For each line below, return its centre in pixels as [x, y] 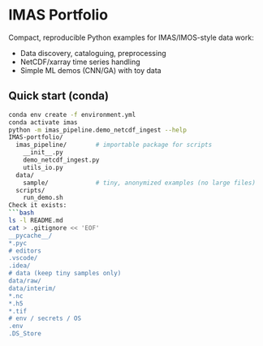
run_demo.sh [43, 198]
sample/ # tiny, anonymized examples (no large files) [139, 183]
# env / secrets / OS [45, 318]
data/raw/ [25, 281]
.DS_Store [25, 334]
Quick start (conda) [59, 96]
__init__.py [43, 153]
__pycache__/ [30, 236]
